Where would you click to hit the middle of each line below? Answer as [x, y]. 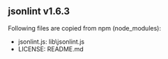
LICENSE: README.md [51, 49]
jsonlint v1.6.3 [39, 11]
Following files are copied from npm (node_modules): [84, 28]
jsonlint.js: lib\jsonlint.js [51, 42]
